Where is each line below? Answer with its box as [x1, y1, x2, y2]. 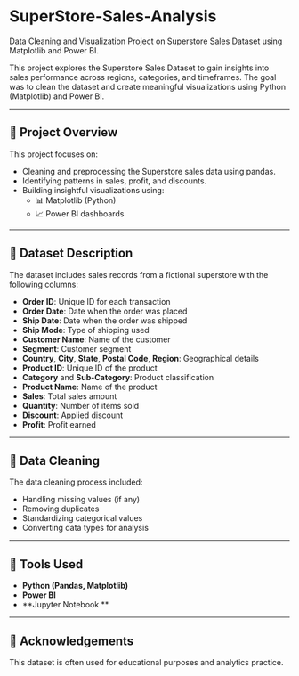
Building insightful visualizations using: [21, 184, 165, 195]
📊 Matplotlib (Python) [35, 194, 117, 206]
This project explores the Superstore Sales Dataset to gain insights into [9, 62, 270, 73]
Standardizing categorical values [21, 513, 143, 524]
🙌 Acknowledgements [9, 633, 134, 648]
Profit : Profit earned [21, 419, 96, 429]
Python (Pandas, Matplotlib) [21, 581, 129, 591]
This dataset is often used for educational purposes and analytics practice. [9, 657, 284, 667]
